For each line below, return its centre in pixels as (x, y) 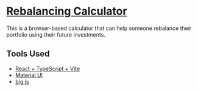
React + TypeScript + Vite (48, 68)
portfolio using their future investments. (56, 34)
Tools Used (28, 54)
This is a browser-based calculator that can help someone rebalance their (99, 28)
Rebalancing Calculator (67, 11)
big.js (22, 81)
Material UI (29, 75)
